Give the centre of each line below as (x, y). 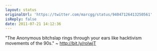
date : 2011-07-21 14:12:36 (33, 24)
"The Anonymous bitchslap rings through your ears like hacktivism (74, 38)
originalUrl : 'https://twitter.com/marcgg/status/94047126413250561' (79, 14)
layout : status (21, 10)
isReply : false (21, 19)
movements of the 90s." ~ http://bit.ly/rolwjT (51, 43)
